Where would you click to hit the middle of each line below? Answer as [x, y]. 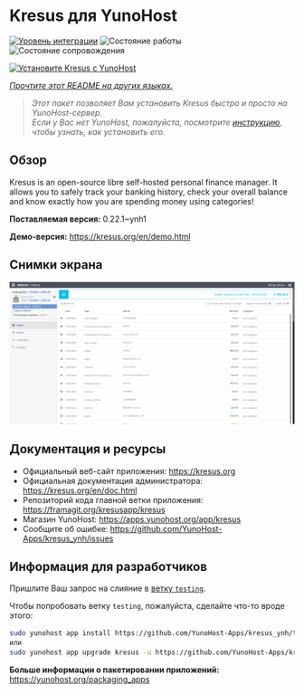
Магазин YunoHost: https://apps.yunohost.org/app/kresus [132, 519]
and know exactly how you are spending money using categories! [132, 201]
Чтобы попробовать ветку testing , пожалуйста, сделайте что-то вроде [147, 606]
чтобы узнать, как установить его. [98, 131]
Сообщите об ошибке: [65, 528]
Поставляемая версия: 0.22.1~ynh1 [78, 219]
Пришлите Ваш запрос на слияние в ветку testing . [108, 588]
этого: [21, 615]
